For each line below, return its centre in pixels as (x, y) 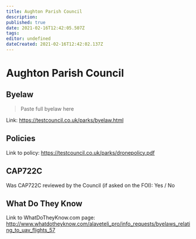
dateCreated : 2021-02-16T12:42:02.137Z (55, 45)
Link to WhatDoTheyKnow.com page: (51, 218)
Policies (21, 139)
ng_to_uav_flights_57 (31, 230)
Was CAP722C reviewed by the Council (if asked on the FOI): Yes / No (91, 185)
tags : (13, 33)
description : (22, 17)
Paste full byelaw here (47, 108)
